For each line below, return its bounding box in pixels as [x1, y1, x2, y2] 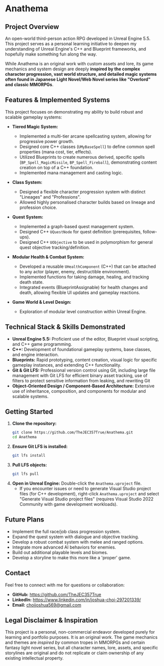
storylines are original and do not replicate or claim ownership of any [5, 650, 144, 656]
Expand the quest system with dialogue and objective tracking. [12, 534, 140, 540]
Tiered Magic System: [12, 123, 58, 129]
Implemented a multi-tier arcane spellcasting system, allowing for [19, 133, 152, 139]
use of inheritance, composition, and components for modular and [12, 388, 146, 394]
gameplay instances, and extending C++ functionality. [12, 362, 121, 368]
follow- [142, 229, 158, 234]
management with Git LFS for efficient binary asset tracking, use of [12, 372, 148, 378]
